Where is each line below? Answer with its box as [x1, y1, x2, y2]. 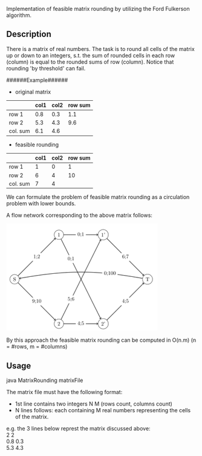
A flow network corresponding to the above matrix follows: [6, 212, 153, 219]
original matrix [15, 88, 51, 95]
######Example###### [6, 76, 68, 84]
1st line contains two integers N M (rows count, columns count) [15, 400, 172, 407]
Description [6, 29, 51, 39]
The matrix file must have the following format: [6, 389, 123, 396]
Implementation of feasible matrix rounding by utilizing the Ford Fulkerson [6, 5, 191, 12]
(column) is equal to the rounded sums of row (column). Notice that [6, 58, 174, 66]
